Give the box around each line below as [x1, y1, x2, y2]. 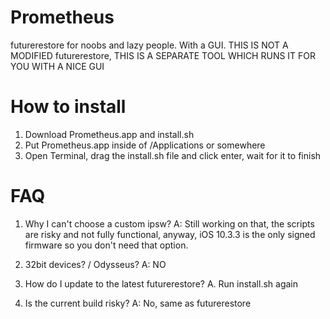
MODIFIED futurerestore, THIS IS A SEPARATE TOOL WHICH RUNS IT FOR [10, 49, 317, 61]
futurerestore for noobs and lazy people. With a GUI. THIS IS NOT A [10, 39, 289, 51]
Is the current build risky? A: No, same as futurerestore [24, 297, 252, 309]
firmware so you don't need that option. [24, 239, 189, 251]
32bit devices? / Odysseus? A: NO [24, 258, 167, 270]
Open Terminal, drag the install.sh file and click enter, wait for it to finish [24, 149, 322, 161]
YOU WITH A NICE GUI [10, 60, 105, 72]
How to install [10, 96, 127, 118]
